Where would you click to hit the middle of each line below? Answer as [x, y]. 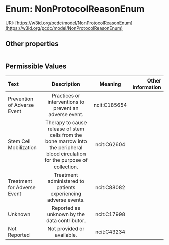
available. [66, 235]
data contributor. [66, 220]
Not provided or [66, 228]
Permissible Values [36, 67]
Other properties [32, 44]
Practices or [66, 95]
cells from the [66, 135]
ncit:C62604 [110, 144]
